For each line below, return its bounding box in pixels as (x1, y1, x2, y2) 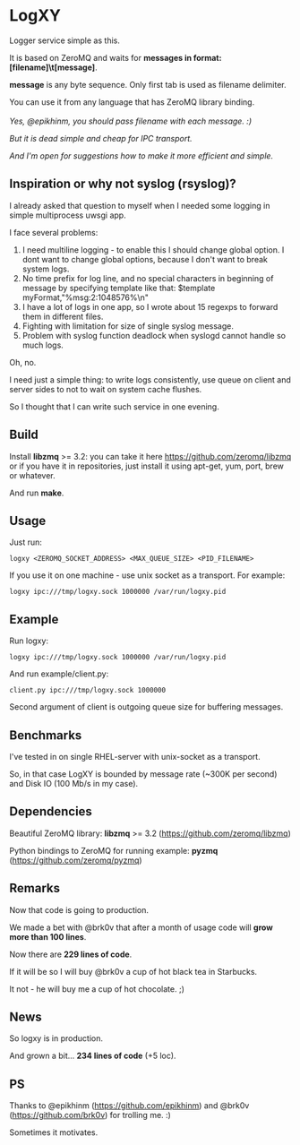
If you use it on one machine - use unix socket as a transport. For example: (9, 570, 286, 581)
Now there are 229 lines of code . (9, 949, 133, 960)
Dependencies (9, 804, 92, 820)
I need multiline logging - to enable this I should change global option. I (21, 244, 285, 255)
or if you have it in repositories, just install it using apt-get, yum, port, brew (9, 461, 285, 471)
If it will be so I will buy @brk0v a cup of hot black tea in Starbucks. (9, 966, 258, 977)
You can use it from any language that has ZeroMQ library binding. (9, 96, 255, 108)
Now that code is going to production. (9, 904, 150, 915)
